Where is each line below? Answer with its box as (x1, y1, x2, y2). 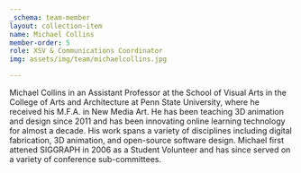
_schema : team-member (9, 13, 91, 22)
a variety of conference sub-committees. (9, 154, 162, 164)
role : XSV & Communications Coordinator (9, 47, 164, 56)
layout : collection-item (9, 22, 103, 30)
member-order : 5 (9, 38, 70, 48)
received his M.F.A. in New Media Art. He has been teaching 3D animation (9, 107, 284, 117)
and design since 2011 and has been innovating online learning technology (9, 116, 286, 126)
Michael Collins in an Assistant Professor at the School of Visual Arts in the (9, 87, 287, 98)
